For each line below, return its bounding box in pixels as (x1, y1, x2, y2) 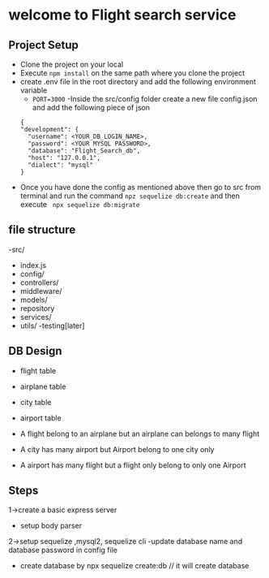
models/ (19, 295, 49, 304)
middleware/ (19, 286, 62, 295)
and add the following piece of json (32, 103, 151, 112)
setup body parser (19, 521, 83, 531)
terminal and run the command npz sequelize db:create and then (19, 191, 241, 201)
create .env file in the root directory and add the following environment (19, 77, 257, 86)
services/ (19, 312, 52, 321)
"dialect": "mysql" (28, 161, 93, 169)
